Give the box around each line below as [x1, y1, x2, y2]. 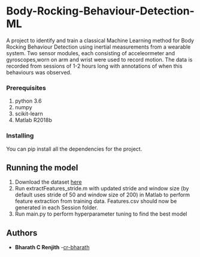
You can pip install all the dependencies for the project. [6, 145, 143, 153]
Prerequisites [6, 83, 46, 92]
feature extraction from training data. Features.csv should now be [14, 198, 177, 205]
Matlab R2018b [14, 116, 52, 124]
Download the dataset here [14, 178, 82, 186]
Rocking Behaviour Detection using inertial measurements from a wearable [6, 43, 191, 50]
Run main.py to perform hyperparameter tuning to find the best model [14, 210, 187, 217]
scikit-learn [14, 110, 43, 118]
